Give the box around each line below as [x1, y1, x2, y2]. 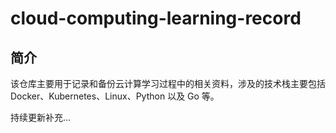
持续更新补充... [10, 112, 72, 123]
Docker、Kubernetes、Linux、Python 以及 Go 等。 [10, 90, 220, 102]
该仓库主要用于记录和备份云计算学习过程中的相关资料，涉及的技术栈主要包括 [10, 78, 326, 89]
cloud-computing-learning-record [10, 7, 302, 30]
